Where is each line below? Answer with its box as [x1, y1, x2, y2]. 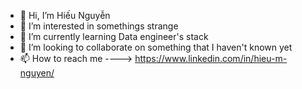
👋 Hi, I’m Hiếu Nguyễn [19, 10, 111, 21]
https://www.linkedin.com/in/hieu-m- [134, 53, 288, 64]
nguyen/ [19, 67, 55, 79]
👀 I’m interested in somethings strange [19, 20, 179, 32]
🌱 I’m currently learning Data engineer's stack [19, 31, 209, 42]
